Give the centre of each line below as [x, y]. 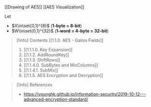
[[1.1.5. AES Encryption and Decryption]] [63, 75]
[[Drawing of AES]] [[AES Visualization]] [44, 7]
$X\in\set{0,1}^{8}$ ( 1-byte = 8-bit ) [47, 26]
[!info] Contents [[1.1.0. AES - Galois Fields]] [60, 40]
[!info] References [34, 85]
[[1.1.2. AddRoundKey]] [46, 55]
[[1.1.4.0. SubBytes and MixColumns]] [61, 65]
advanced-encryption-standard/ [56, 99]
